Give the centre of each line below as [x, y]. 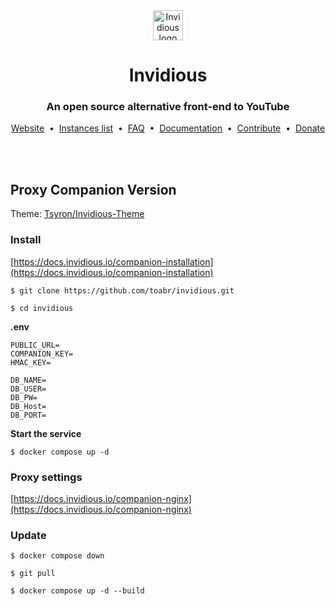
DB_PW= [24, 397]
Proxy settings [46, 477]
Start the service [46, 433]
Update [28, 535]
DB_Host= [28, 406]
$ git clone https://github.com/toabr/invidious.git [122, 290]
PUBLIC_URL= [35, 345]
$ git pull [33, 574]
